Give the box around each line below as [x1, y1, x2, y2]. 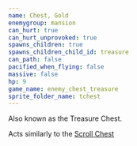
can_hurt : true [8, 26, 59, 34]
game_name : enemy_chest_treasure [8, 84, 119, 93]
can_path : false [8, 56, 62, 64]
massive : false [8, 70, 59, 78]
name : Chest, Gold [8, 11, 69, 20]
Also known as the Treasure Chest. [8, 114, 123, 123]
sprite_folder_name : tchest [8, 92, 101, 100]
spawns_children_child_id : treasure [8, 48, 129, 56]
